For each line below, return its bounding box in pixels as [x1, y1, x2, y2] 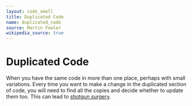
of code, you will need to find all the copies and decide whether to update [6, 87, 184, 94]
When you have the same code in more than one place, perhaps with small [6, 75, 186, 82]
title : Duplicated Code [6, 14, 64, 20]
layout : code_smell [6, 8, 54, 15]
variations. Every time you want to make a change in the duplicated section [6, 81, 187, 88]
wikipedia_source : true [6, 30, 64, 36]
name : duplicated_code [6, 19, 61, 25]
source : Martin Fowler [6, 24, 61, 31]
